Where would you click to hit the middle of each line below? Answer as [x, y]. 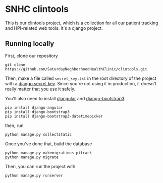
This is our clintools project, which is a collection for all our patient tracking [82, 23]
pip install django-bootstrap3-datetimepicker [54, 116]
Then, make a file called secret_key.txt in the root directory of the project [81, 78]
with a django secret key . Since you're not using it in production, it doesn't [81, 83]
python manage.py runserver [34, 175]
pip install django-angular [34, 108]
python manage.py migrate [32, 157]
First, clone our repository [32, 56]
